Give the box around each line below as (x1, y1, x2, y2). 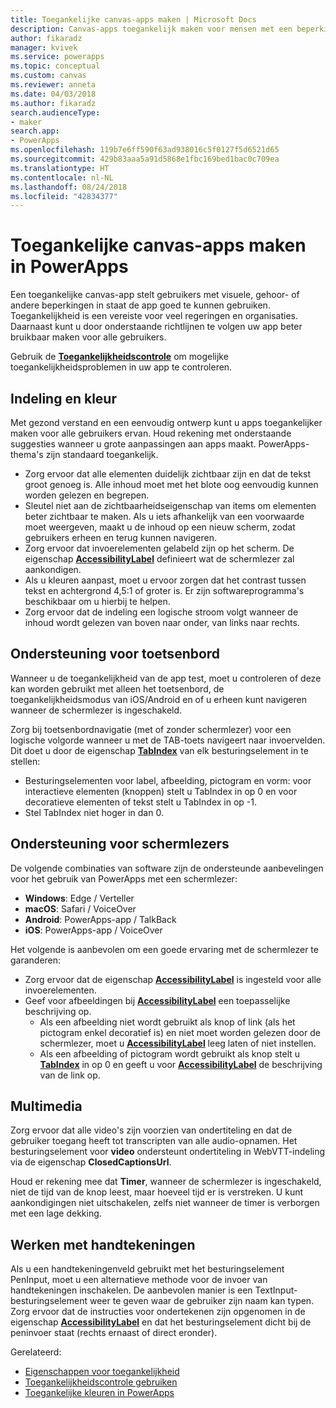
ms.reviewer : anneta (10, 80, 97, 90)
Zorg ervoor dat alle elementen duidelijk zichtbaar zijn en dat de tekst (24, 468, 312, 480)
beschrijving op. (24, 1005, 92, 1017)
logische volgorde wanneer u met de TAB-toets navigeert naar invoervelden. (10, 734, 326, 746)
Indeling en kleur (10, 390, 117, 407)
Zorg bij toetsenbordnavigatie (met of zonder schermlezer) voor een (10, 723, 292, 735)
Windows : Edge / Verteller (24, 892, 135, 904)
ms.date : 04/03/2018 (10, 89, 97, 99)
